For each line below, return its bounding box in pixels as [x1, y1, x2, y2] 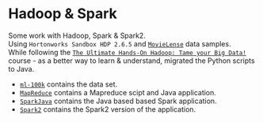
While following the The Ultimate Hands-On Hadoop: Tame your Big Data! [8, 47, 247, 57]
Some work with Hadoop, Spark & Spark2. [8, 31, 147, 40]
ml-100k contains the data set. [19, 79, 118, 89]
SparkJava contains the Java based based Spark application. [19, 96, 217, 105]
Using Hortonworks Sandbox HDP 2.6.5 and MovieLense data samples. [8, 39, 231, 48]
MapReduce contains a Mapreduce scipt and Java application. [19, 87, 216, 97]
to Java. [8, 64, 35, 73]
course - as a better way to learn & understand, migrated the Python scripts [8, 56, 255, 65]
